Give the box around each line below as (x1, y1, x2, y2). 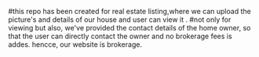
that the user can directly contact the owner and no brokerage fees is (8, 31, 233, 41)
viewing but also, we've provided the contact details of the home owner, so (8, 23, 251, 32)
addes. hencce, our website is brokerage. (8, 40, 143, 49)
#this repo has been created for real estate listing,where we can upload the (8, 7, 251, 16)
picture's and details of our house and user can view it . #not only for (8, 15, 232, 24)
